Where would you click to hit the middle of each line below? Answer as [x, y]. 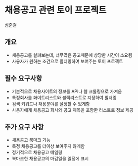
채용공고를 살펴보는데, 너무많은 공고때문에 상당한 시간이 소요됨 [72, 55]
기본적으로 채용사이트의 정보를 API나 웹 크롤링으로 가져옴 [67, 91]
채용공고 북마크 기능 [31, 140]
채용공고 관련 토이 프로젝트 [56, 10]
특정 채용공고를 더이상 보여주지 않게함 [48, 146]
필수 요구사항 [23, 78]
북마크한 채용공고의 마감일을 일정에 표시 [50, 159]
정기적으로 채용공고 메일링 [37, 153]
